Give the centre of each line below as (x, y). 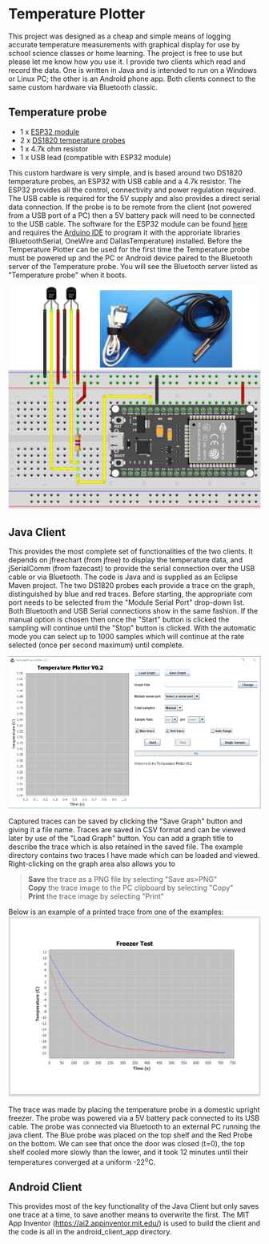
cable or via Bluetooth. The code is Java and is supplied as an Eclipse (123, 577)
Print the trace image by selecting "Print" (96, 896)
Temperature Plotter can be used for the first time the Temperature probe (129, 249)
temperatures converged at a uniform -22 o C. (82, 1161)
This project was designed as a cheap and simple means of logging (120, 36)
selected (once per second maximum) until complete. (96, 645)
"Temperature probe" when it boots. (68, 275)
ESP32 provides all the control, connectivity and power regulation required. (132, 190)
